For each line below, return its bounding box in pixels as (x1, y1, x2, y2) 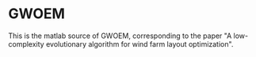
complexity (8, 39, 45, 48)
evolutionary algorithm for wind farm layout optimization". (46, 39, 234, 48)
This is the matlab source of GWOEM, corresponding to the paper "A (8, 31, 232, 40)
